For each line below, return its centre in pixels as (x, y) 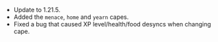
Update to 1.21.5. (37, 10)
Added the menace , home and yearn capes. (71, 17)
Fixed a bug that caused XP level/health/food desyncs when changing (112, 24)
